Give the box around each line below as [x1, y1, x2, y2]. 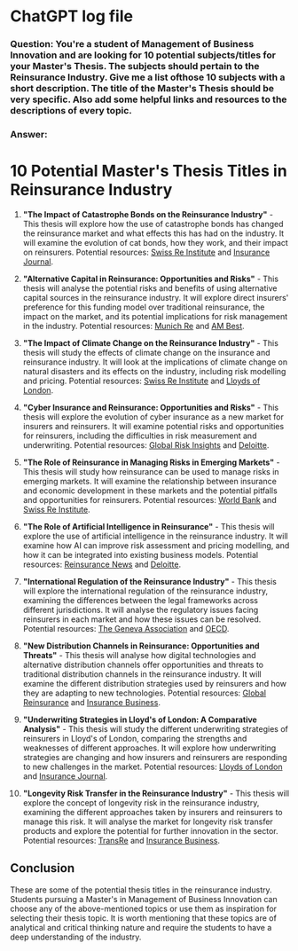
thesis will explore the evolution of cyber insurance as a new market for [22, 411, 285, 422]
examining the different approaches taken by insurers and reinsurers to [22, 806, 283, 817]
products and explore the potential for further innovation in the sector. [22, 825, 278, 836]
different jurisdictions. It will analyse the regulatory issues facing [22, 604, 259, 615]
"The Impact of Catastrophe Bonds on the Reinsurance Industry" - [22, 208, 274, 219]
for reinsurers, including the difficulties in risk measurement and [22, 430, 257, 441]
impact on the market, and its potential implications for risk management [22, 310, 288, 321]
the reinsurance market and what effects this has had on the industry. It [22, 228, 285, 239]
